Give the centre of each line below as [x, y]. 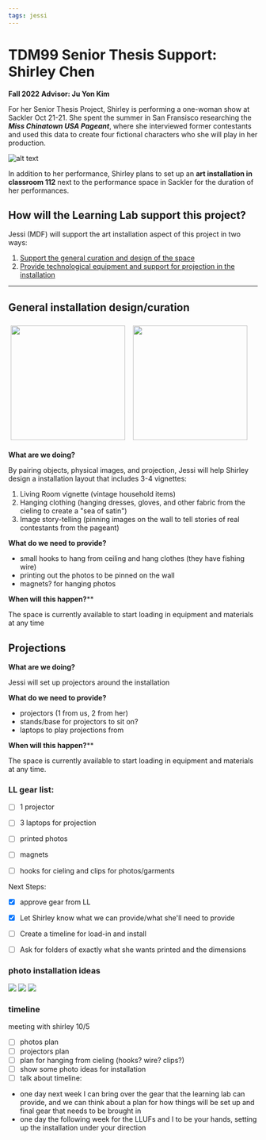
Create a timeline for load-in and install [83, 934]
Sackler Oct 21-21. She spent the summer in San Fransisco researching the [130, 117]
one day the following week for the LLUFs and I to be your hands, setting [138, 1119]
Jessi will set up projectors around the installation [89, 682]
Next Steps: [27, 886]
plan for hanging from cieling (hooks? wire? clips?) [102, 1060]
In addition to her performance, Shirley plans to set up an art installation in [131, 173]
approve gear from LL [55, 902]
